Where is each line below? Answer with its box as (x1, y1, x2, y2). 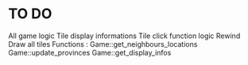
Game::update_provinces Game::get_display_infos (8, 48, 172, 57)
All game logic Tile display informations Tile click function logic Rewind (8, 31, 241, 40)
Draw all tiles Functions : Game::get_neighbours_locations (8, 39, 198, 48)
